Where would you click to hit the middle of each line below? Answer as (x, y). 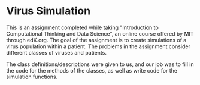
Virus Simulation (49, 11)
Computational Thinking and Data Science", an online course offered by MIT (100, 33)
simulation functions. (32, 77)
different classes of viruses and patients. (56, 52)
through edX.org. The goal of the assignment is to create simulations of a (96, 40)
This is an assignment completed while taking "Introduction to (82, 27)
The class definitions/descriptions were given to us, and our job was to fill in (100, 64)
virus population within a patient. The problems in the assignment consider (98, 46)
